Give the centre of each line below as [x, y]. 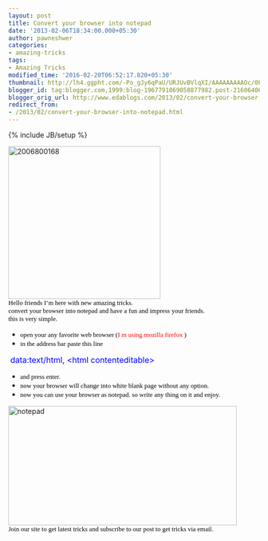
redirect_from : [33, 105]
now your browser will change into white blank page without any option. [114, 386]
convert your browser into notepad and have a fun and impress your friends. [106, 311]
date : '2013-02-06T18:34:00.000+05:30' [75, 30]
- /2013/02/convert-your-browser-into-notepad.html [96, 113]
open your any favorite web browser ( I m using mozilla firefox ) [103, 335]
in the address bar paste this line [61, 344]
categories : [28, 46]
